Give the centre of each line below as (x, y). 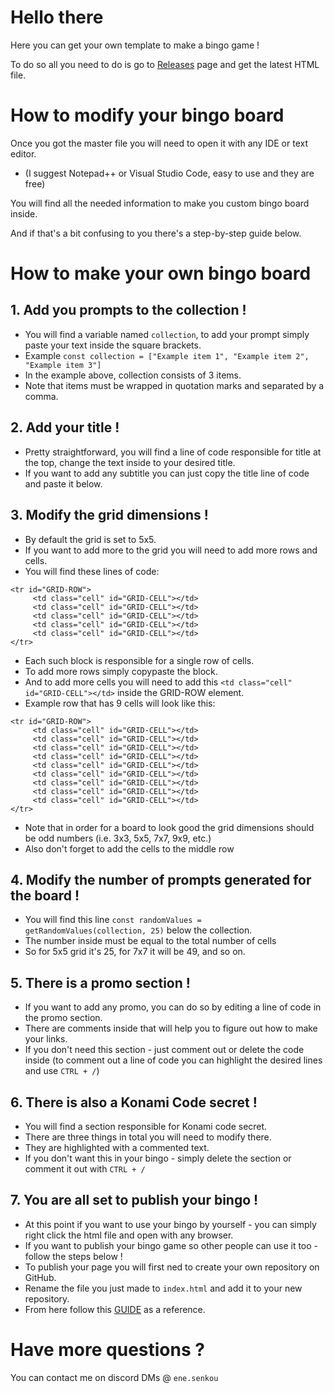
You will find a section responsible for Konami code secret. (146, 1126)
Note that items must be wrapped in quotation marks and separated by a (174, 385)
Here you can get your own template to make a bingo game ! (135, 45)
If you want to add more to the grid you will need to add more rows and (171, 550)
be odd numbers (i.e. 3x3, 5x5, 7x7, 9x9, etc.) (118, 838)
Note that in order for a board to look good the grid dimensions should (169, 827)
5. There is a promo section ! (100, 982)
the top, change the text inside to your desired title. (130, 462)
